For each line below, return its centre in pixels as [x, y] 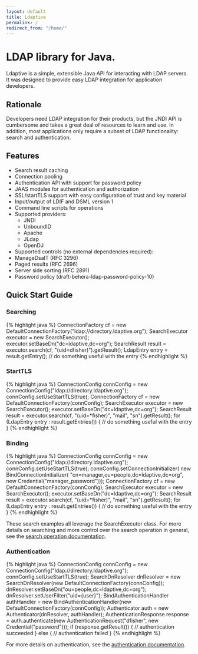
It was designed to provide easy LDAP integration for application [84, 80]
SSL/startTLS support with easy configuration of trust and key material [100, 195]
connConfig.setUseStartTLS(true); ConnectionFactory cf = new [83, 397]
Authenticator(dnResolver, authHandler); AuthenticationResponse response [98, 615]
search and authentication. [39, 137]
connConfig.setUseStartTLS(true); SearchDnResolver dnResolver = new [93, 577]
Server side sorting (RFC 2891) [52, 270]
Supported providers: [40, 214]
